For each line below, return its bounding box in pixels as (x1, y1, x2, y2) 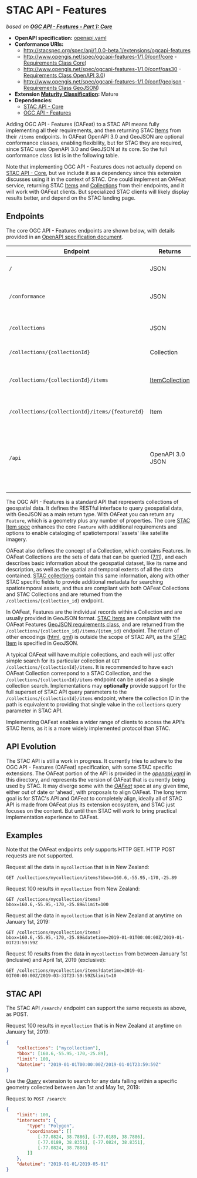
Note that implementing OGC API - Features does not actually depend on (6, 163, 182, 170)
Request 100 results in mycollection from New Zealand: (6, 885, 140, 893)
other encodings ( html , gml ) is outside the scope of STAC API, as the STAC (6, 633, 186, 640)
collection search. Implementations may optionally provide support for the (6, 682, 186, 689)
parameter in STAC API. (6, 707, 63, 714)
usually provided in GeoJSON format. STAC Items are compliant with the (6, 614, 181, 621)
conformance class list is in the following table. (6, 152, 120, 159)
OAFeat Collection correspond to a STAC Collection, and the (6, 669, 151, 676)
